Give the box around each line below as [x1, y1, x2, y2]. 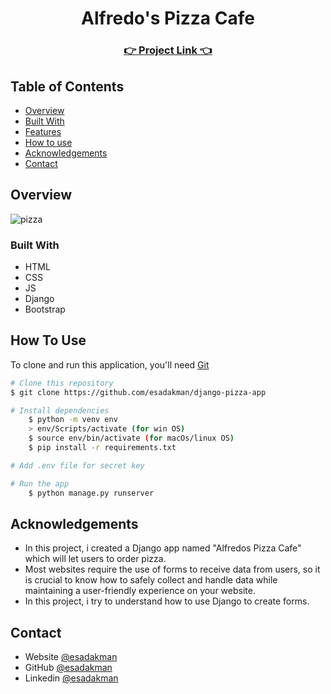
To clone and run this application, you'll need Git [10, 358, 210, 371]
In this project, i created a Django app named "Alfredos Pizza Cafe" [24, 542, 302, 554]
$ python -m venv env [28, 415, 118, 425]
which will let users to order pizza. [24, 553, 167, 565]
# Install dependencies [10, 405, 110, 416]
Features [24, 125, 62, 137]
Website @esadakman [24, 651, 118, 663]
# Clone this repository [10, 378, 114, 388]
